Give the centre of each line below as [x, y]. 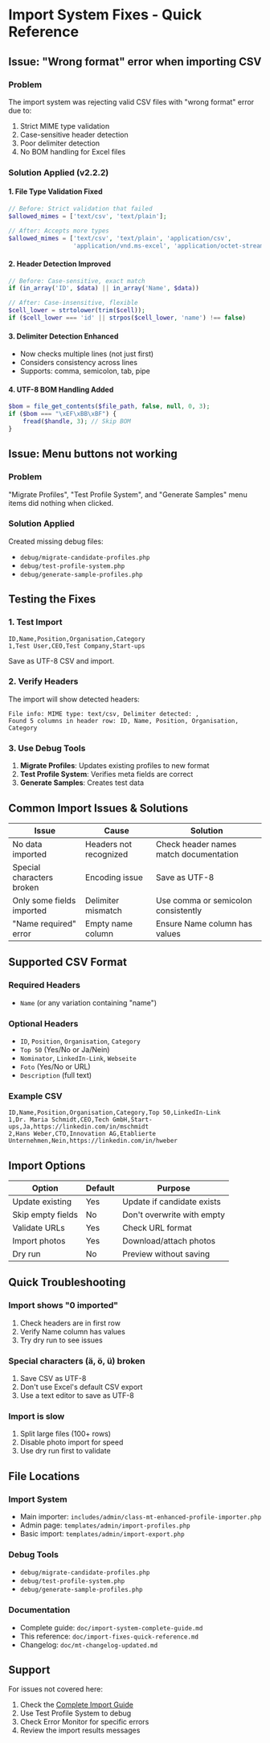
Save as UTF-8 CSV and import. [61, 660]
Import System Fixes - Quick [105, 15]
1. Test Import [35, 623]
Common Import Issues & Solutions [98, 808]
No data [27, 844]
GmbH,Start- [132, 1120]
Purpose [174, 1188]
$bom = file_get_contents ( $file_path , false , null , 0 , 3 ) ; [109, 407]
